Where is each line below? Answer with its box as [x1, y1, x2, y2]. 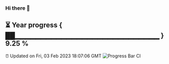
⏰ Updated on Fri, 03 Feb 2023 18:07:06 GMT [5, 53, 102, 59]
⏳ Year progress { [5, 21, 63, 29]
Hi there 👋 [5, 5, 31, 12]
